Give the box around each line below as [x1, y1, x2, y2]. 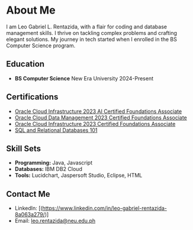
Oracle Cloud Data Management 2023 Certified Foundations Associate [14, 114, 188, 121]
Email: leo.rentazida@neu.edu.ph [14, 217, 96, 225]
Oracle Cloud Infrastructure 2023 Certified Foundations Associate [14, 120, 176, 127]
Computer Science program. [6, 42, 76, 49]
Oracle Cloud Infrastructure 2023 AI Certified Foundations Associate [14, 108, 182, 115]
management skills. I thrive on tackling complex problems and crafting [6, 29, 178, 36]
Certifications [6, 92, 59, 102]
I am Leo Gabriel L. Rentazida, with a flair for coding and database [6, 23, 168, 30]
